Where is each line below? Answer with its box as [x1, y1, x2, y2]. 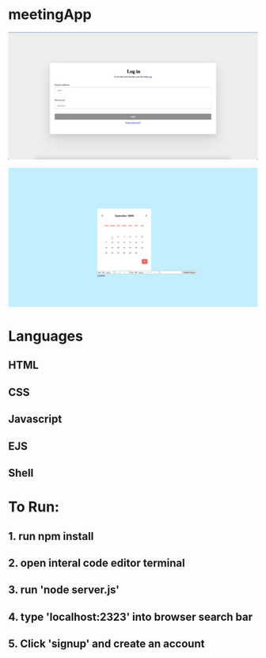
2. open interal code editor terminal [8, 557, 185, 569]
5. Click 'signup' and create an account [8, 637, 205, 651]
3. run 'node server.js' [8, 584, 120, 597]
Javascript [8, 413, 63, 426]
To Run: [8, 498, 59, 516]
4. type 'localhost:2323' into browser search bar [8, 610, 253, 623]
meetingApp [8, 6, 93, 24]
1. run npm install [8, 529, 94, 543]
